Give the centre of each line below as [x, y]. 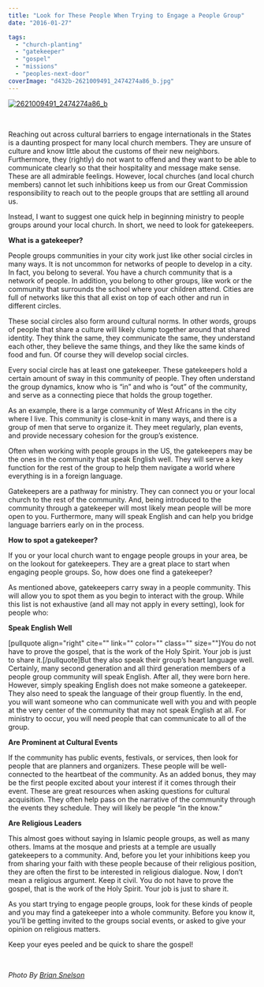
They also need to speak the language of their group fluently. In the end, [125, 693]
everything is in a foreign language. [65, 476]
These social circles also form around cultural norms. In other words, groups [132, 321]
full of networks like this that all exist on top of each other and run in [119, 297]
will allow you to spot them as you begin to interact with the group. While [126, 596]
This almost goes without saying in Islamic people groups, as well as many [129, 838]
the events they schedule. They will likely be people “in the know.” [115, 808]
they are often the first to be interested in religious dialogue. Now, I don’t [125, 872]
